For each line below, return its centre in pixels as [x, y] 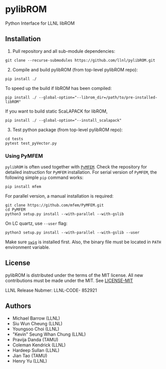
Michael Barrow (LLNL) [36, 318]
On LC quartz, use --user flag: [36, 223]
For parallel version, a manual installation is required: [59, 196]
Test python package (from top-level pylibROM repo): [67, 130]
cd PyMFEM [15, 210]
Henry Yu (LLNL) [30, 361]
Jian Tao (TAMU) [30, 355]
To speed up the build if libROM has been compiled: [58, 88]
